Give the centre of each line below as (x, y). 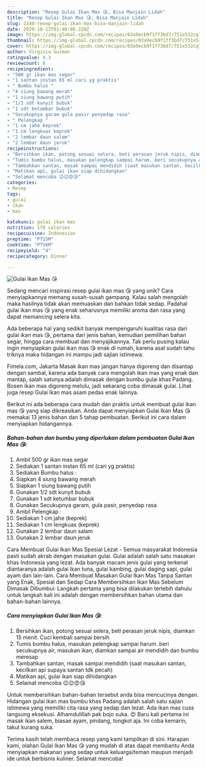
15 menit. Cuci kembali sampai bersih (62, 637)
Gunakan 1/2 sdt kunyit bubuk (53, 492)
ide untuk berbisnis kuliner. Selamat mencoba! (65, 758)
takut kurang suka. (31, 727)
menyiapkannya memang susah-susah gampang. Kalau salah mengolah (97, 297)
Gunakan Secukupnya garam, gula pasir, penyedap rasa (86, 505)
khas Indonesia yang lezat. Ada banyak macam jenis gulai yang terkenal (97, 563)
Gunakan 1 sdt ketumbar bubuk (55, 498)
